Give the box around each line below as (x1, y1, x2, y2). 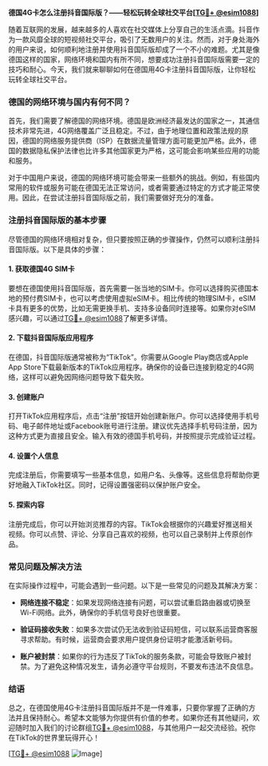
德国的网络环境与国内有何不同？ (8, 96, 132, 107)
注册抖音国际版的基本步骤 (8, 215, 107, 226)
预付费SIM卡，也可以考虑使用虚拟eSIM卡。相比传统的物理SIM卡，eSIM (22, 293, 256, 302)
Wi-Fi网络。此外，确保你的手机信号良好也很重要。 (19, 607, 185, 617)
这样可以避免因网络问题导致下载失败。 (22, 373, 148, 381)
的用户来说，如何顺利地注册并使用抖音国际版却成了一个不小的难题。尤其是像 (8, 45, 260, 54)
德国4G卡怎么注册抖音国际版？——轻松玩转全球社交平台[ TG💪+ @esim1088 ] (8, 8, 259, 17)
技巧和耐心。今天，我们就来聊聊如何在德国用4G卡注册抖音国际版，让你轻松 (8, 65, 256, 74)
